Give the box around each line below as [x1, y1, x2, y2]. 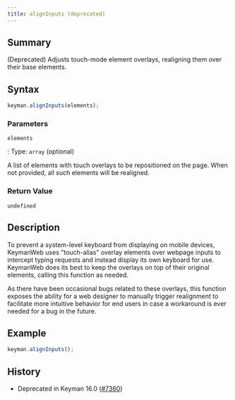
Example [7, 327, 47, 339]
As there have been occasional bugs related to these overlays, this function [7, 284, 227, 292]
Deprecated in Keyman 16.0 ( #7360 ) [17, 384, 123, 393]
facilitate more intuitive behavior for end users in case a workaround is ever [7, 299, 227, 308]
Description [7, 222, 60, 234]
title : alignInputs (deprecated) [7, 10, 106, 18]
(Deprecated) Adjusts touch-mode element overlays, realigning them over [7, 55, 222, 64]
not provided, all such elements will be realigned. [7, 168, 150, 177]
